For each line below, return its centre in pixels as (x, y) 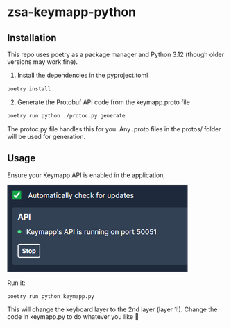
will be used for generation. (46, 136)
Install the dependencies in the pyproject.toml (83, 75)
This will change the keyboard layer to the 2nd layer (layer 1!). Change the (112, 309)
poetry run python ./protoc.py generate (67, 115)
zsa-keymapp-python (72, 12)
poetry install (29, 89)
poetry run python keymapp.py (51, 296)
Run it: (16, 283)
